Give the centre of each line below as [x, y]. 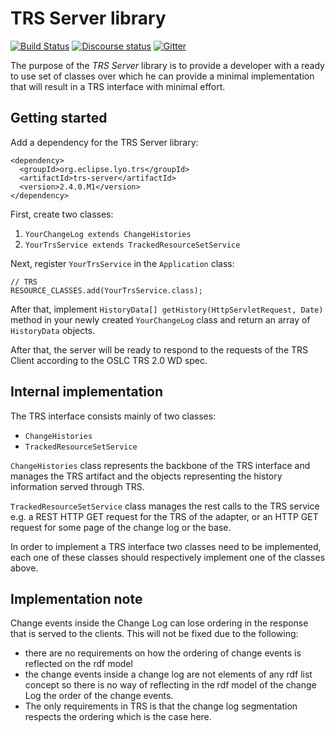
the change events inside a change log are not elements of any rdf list [168, 674]
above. [24, 568]
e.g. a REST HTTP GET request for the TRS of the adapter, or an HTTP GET [164, 516]
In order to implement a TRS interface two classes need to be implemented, [166, 546]
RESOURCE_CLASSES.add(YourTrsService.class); [106, 290]
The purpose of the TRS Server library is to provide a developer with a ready [167, 65]
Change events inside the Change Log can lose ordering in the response [159, 623]
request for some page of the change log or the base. [121, 527]
